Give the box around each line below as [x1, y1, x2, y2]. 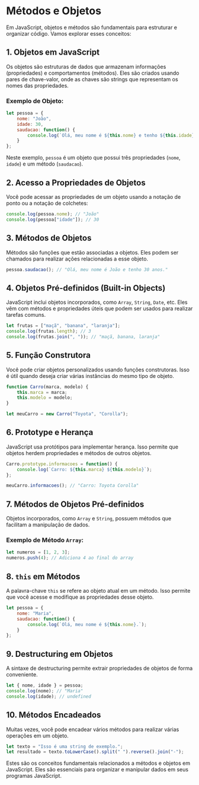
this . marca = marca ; [17, 389, 68, 395]
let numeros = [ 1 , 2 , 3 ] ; [6, 549, 70, 555]
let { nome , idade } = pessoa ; [6, 682, 84, 689]
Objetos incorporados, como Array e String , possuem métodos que [6, 515, 172, 522]
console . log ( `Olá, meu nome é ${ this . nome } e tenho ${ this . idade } [27, 132, 195, 138]
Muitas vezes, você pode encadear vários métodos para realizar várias [6, 726, 179, 733]
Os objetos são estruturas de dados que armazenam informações [6, 63, 166, 70]
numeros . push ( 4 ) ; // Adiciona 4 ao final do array [6, 555, 134, 561]
